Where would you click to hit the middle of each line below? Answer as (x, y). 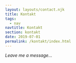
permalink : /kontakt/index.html (38, 42)
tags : (11, 19)
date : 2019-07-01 (23, 37)
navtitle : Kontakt (24, 28)
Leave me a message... (29, 55)
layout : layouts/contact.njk (35, 10)
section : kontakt (23, 32)
